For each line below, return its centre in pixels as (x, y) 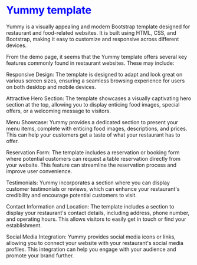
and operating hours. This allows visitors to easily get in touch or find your (96, 219)
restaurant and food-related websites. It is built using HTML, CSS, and (91, 32)
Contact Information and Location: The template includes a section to (90, 206)
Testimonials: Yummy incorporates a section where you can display (88, 183)
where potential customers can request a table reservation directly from (93, 158)
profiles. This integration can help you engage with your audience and (91, 249)
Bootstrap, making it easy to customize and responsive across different (93, 39)
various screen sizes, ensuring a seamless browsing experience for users (96, 81)
